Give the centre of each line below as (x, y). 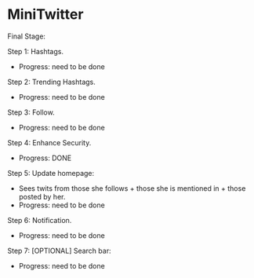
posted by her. (42, 196)
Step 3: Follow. (31, 112)
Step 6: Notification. (40, 220)
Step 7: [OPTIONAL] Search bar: (59, 251)
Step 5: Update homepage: (51, 173)
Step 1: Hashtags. (36, 51)
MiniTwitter (45, 15)
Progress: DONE (45, 158)
